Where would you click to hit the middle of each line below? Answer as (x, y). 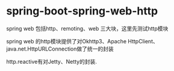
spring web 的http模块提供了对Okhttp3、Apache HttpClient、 (82, 41)
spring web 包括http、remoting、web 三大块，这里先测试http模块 (87, 28)
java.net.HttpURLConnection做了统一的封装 (60, 49)
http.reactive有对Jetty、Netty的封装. (52, 61)
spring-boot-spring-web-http (82, 11)
